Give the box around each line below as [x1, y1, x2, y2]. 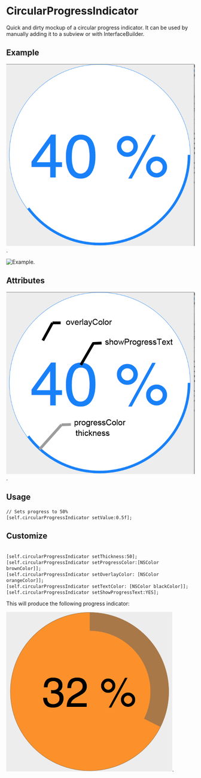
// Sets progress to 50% [6, 508, 68, 515]
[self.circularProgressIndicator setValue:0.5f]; [6, 514, 133, 521]
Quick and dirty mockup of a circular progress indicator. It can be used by [6, 24, 188, 31]
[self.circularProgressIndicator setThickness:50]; [6, 553, 138, 560]
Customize [6, 531, 48, 541]
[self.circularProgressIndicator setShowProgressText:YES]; [6, 589, 160, 596]
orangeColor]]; [6, 577, 44, 584]
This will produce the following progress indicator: [6, 600, 130, 607]
